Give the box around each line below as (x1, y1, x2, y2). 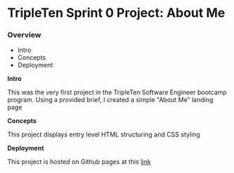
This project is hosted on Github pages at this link (7, 158, 152, 166)
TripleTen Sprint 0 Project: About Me (7, 5, 226, 21)
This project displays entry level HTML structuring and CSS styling (7, 130, 201, 139)
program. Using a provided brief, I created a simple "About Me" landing (7, 96, 214, 104)
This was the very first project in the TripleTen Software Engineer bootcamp (7, 88, 227, 96)
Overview (7, 30, 42, 40)
